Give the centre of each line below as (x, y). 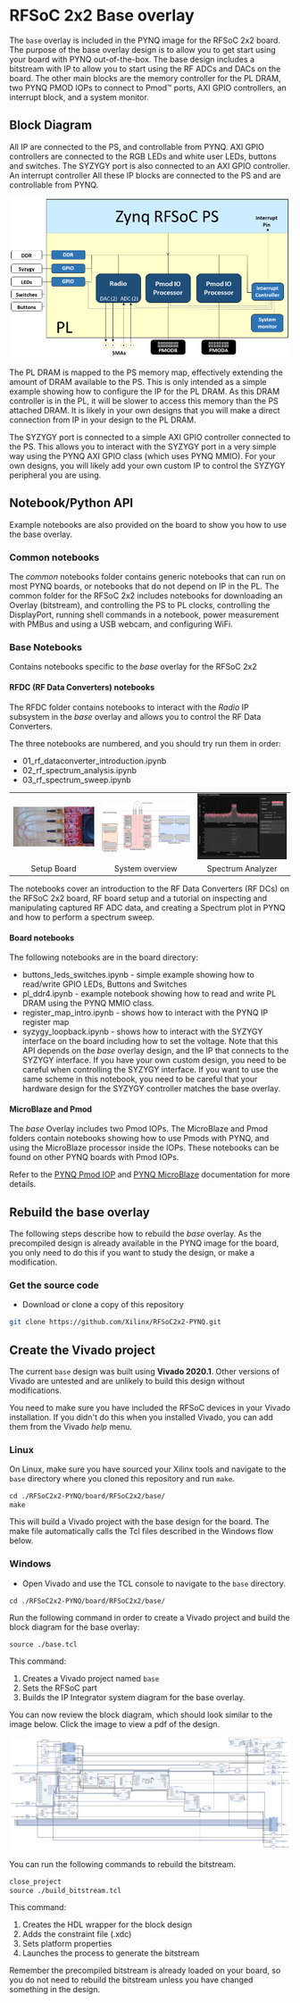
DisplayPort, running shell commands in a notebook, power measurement (144, 614)
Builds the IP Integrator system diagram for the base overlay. (133, 1697)
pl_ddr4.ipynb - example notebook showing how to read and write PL (149, 994)
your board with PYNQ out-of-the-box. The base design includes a (132, 59)
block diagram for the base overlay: (75, 1627)
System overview (146, 869)
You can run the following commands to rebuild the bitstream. (123, 1865)
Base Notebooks (46, 647)
